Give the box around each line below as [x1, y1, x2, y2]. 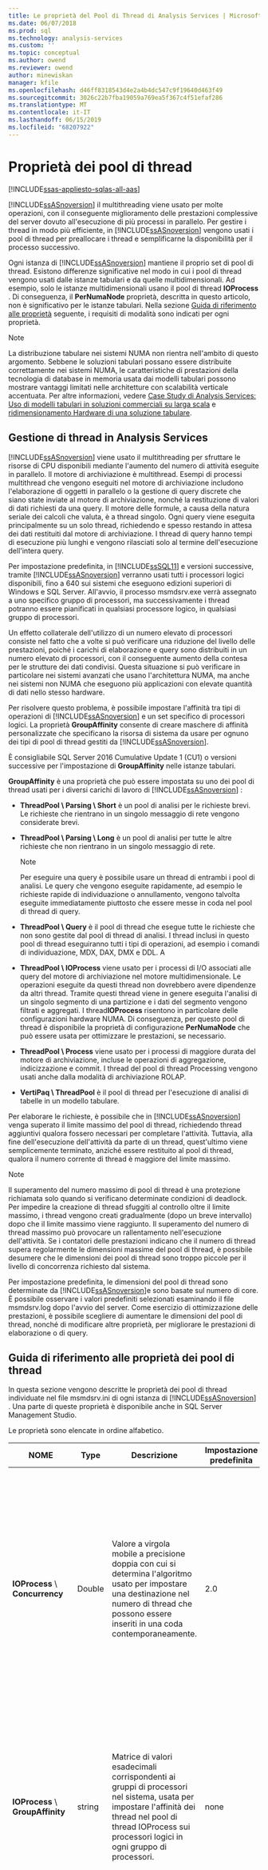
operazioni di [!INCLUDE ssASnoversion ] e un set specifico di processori [8, 711, 246, 721]
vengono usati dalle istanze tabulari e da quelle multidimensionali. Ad [8, 274, 235, 284]
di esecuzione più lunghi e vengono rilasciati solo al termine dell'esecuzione [8, 537, 258, 547]
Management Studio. [8, 1410, 77, 1420]
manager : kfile [8, 78, 59, 86]
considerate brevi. [19, 817, 80, 827]
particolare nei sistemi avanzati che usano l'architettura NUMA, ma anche [8, 670, 250, 680]
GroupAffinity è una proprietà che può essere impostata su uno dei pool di [8, 776, 255, 786]
